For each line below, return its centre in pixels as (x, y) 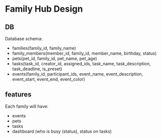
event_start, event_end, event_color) (49, 79)
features (18, 94)
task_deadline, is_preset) (37, 69)
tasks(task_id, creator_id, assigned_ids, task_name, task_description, (81, 64)
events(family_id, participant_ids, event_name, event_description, (78, 74)
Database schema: (24, 39)
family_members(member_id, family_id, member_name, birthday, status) (84, 53)
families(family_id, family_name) (44, 48)
